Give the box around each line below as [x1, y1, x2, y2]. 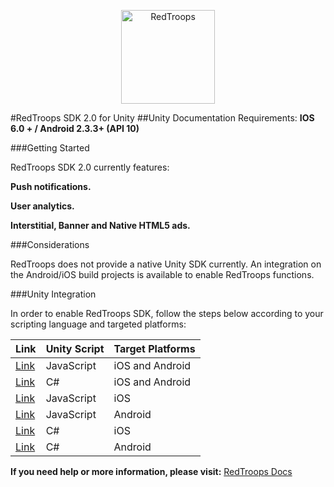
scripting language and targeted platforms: [10, 318, 187, 330]
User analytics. [10, 200, 75, 212]
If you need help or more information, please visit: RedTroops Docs [10, 466, 293, 477]
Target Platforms [113, 342, 196, 355]
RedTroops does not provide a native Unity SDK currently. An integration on [10, 258, 322, 270]
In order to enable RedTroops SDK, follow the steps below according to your [10, 308, 324, 319]
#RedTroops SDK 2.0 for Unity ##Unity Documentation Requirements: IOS [10, 112, 315, 124]
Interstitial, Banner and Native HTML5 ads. [10, 220, 191, 231]
